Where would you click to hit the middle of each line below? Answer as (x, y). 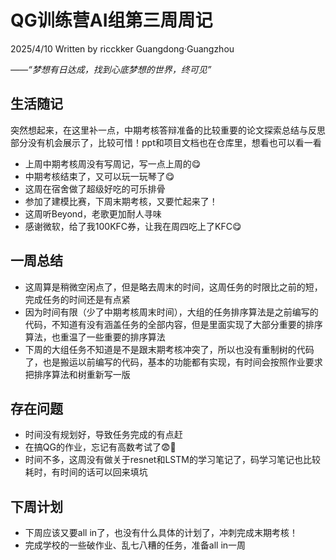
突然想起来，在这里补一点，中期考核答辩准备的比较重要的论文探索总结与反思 (168, 130)
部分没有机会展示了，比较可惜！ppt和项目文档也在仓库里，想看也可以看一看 (166, 142)
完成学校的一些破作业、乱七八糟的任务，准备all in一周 (135, 545)
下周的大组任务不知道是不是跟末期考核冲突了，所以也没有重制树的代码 (169, 349)
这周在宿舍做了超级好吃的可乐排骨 (95, 188)
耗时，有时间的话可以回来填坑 (86, 472)
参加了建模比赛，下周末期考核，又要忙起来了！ (121, 201)
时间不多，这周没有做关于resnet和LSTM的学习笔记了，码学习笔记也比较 (172, 460)
